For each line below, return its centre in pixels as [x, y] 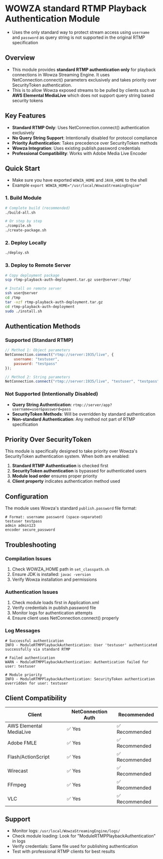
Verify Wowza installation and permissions [54, 579]
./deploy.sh [17, 253]
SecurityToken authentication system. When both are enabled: [67, 456]
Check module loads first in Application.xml [56, 603]
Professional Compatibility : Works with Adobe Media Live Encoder [79, 153]
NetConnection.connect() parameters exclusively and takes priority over [84, 80]
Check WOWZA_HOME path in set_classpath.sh [61, 569]
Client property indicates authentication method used [66, 481]
